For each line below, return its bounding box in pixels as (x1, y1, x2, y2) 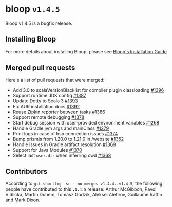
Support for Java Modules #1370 (12, 147, 82, 153)
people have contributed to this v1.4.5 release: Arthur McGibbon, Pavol (5, 186, 157, 192)
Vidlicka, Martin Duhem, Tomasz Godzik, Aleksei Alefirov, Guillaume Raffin (5, 192, 163, 198)
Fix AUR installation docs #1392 (12, 103, 80, 109)
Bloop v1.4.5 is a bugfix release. (5, 20, 73, 26)
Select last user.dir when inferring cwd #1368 (12, 152, 111, 158)
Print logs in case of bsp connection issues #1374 (12, 130, 118, 136)
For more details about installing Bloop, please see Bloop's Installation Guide (5, 48, 167, 54)
